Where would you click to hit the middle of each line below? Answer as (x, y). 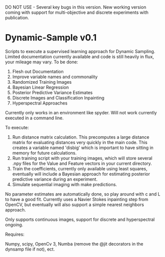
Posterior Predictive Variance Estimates (52, 92)
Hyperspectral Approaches (40, 103)
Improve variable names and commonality (55, 77)
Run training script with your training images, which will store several (82, 158)
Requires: (15, 234)
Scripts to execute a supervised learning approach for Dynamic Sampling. (80, 51)
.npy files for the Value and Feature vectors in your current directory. (82, 163)
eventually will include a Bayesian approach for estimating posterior (81, 174)
